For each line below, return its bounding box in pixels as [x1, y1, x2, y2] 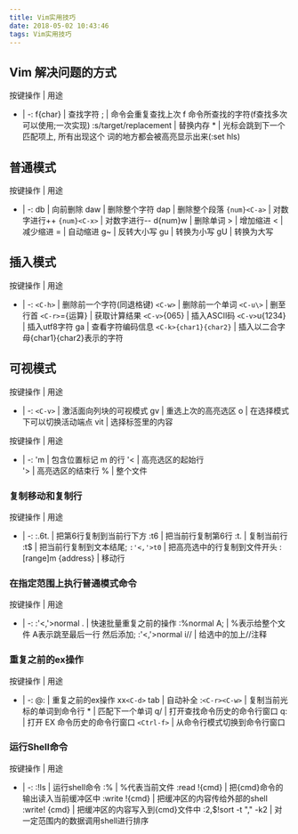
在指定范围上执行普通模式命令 [9, 577, 138, 589]
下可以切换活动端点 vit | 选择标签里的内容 [21, 416, 173, 427]
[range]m [21, 553, 57, 563]
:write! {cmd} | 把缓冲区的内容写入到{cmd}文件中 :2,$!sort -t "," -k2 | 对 [21, 804, 283, 814]
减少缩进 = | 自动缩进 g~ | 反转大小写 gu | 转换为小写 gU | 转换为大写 [21, 226, 274, 237]
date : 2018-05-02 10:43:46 [9, 21, 109, 30]
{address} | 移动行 [58, 553, 125, 563]
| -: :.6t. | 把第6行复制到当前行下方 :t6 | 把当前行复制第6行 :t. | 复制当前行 [21, 530, 288, 541]
